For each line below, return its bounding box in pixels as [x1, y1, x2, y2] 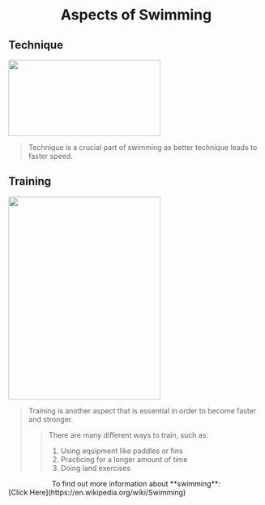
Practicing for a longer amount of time [60, 454, 188, 464]
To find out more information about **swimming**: [51, 478, 221, 488]
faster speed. [28, 152, 73, 160]
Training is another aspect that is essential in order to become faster [28, 405, 257, 415]
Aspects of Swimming [60, 6, 212, 24]
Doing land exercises [60, 463, 131, 473]
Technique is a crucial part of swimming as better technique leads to [28, 143, 258, 152]
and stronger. [28, 414, 74, 424]
